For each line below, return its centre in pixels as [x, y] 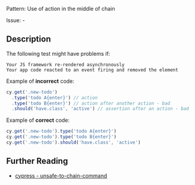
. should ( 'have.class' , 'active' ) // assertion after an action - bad [100, 109]
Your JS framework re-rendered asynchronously [65, 65]
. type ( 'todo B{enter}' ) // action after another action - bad [91, 103]
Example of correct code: [38, 120]
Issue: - [16, 20]
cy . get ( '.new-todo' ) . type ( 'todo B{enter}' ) [61, 137]
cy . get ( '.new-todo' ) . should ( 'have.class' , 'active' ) [73, 143]
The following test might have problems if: [58, 53]
